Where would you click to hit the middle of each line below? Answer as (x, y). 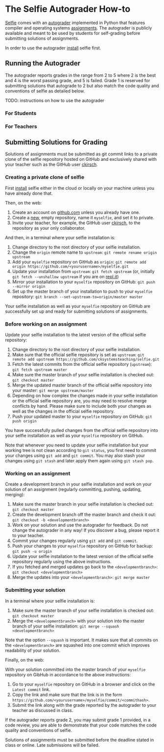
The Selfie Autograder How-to (68, 9)
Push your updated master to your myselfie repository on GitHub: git (82, 416)
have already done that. (29, 193)
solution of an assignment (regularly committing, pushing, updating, (73, 489)
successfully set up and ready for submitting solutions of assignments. (76, 311)
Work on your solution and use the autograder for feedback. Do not (80, 525)
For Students (21, 113)
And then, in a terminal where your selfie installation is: (60, 238)
